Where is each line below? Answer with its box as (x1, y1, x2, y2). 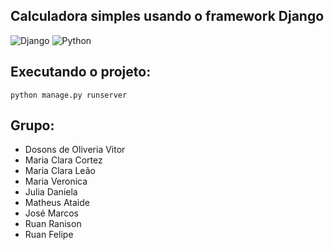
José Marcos (24, 207, 79, 219)
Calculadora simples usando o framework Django (10, 8, 325, 25)
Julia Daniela (24, 186, 78, 198)
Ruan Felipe (24, 229, 74, 241)
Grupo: (10, 117, 55, 134)
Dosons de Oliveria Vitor (24, 144, 126, 156)
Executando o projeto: (10, 64, 152, 81)
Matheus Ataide (24, 197, 90, 209)
